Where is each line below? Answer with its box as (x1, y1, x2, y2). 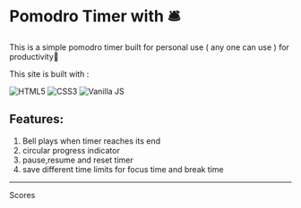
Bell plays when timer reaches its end (21, 135, 161, 146)
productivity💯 (9, 51, 59, 62)
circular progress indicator (21, 145, 121, 155)
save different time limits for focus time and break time (21, 163, 224, 174)
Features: (9, 112, 64, 127)
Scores (9, 189, 36, 200)
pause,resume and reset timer (21, 154, 134, 165)
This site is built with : (9, 68, 90, 79)
